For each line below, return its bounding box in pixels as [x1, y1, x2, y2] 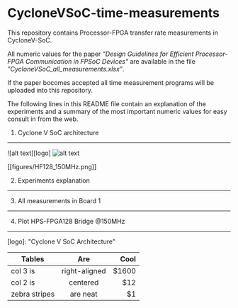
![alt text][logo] [7, 149, 51, 157]
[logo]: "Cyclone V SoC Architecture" [7, 237, 115, 246]
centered [68, 278, 99, 287]
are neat [69, 289, 98, 299]
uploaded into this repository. [7, 86, 93, 94]
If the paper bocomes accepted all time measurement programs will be [7, 78, 215, 86]
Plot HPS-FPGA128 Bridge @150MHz [17, 217, 125, 225]
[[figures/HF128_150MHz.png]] [7, 162, 97, 171]
